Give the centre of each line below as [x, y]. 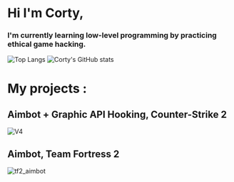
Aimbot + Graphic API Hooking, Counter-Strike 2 [117, 115]
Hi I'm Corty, [46, 13]
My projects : [47, 89]
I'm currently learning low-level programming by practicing [112, 36]
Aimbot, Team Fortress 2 [63, 154]
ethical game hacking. [47, 44]
